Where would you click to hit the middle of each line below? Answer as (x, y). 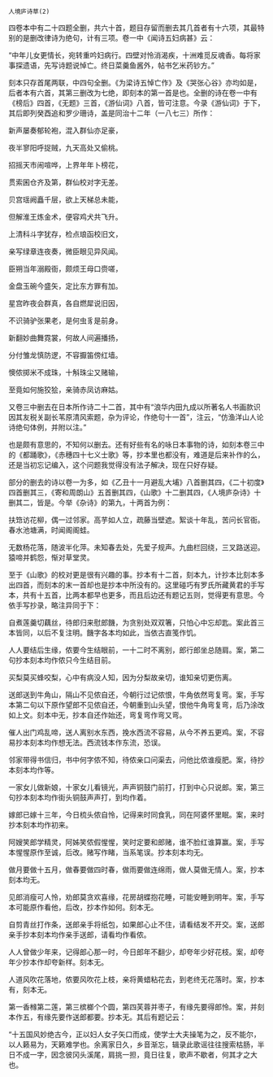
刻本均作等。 (37, 770)
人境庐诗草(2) (29, 11)
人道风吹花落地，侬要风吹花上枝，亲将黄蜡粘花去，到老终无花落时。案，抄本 (136, 979)
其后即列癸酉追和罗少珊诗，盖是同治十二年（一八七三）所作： (112, 113)
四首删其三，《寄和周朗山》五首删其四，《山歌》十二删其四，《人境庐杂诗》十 (135, 492)
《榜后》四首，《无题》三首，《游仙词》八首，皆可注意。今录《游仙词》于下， (136, 103)
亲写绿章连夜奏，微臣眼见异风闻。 (65, 251)
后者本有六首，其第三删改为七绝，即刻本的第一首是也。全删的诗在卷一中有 (133, 93)
